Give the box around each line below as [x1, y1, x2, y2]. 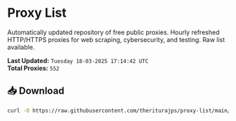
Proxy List [7, 5, 67, 21]
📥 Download [7, 85, 65, 97]
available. [7, 43, 35, 51]
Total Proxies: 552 [7, 64, 60, 72]
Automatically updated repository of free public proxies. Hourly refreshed [7, 28, 220, 36]
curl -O [7, 107, 30, 114]
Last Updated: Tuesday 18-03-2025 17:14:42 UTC [7, 56, 149, 64]
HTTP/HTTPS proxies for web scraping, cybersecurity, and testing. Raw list [7, 35, 225, 43]
